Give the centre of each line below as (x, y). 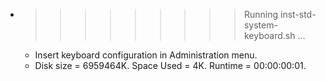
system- (260, 25)
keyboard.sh (269, 35)
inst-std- (298, 14)
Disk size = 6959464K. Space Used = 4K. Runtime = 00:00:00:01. (170, 65)
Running (261, 14)
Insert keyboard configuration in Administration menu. (146, 55)
